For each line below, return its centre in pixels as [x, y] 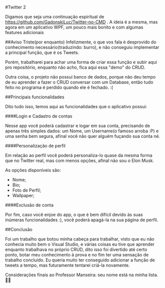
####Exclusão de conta [29, 205]
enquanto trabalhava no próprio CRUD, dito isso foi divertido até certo [76, 249]
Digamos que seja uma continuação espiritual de [55, 17]
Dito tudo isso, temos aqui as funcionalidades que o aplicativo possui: [76, 106]
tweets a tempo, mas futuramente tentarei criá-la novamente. [67, 265]
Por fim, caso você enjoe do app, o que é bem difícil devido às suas [74, 215]
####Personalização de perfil [35, 146]
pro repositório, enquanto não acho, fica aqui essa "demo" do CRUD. [75, 67]
